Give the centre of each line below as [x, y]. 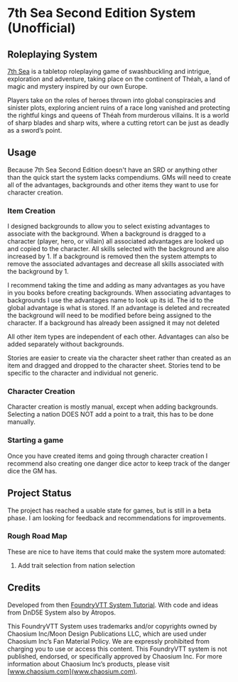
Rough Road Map [37, 536]
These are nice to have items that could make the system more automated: [117, 551]
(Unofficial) [42, 28]
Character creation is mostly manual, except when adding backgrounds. [113, 407]
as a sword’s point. [35, 130]
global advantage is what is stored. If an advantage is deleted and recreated [119, 308]
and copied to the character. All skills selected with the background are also [118, 249]
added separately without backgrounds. [66, 344]
